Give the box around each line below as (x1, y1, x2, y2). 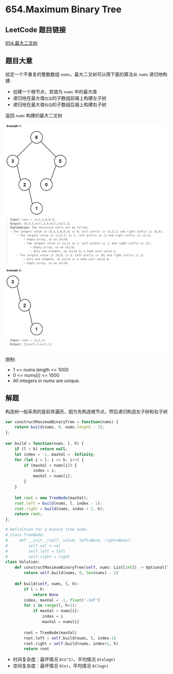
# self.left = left (5, 548, 66, 554)
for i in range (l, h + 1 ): (24, 603, 77, 608)
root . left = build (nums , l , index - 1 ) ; (14, 500, 102, 506)
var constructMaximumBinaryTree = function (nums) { (5, 419, 118, 424)
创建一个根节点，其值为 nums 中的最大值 (12, 89, 97, 95)
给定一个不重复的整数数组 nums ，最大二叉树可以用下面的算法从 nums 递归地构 (5, 71, 168, 77)
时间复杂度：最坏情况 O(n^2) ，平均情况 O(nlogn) (12, 656, 116, 663)
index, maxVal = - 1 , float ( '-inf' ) (24, 597, 100, 603)
